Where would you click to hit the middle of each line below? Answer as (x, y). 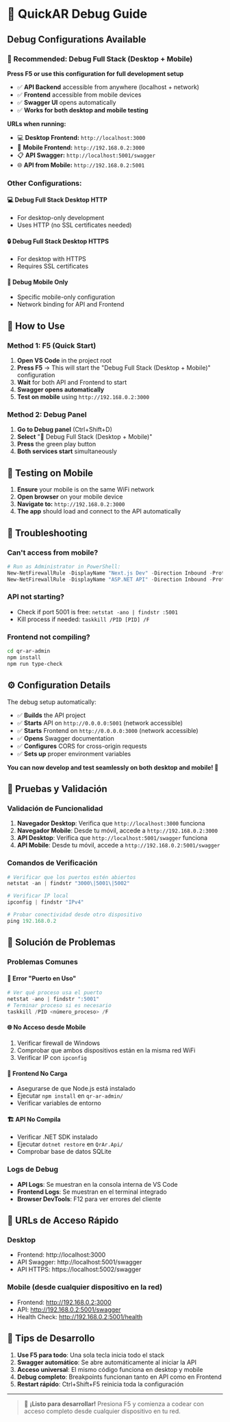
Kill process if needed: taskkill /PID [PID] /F (83, 619)
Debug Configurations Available (77, 39)
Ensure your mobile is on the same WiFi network (86, 490)
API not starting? (36, 597)
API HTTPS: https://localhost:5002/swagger (79, 1269)
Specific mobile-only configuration (66, 297)
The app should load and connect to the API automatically (99, 511)
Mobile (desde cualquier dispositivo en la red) (85, 1287)
